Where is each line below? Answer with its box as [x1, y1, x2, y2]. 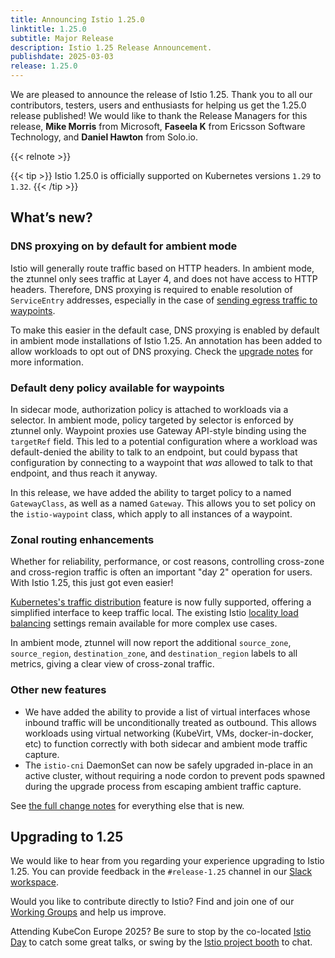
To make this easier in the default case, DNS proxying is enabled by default [10, 324, 320, 336]
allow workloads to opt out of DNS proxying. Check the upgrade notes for [10, 345, 314, 357]
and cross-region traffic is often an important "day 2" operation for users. [10, 566, 313, 578]
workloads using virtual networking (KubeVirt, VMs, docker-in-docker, [24, 727, 314, 739]
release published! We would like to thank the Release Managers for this [10, 110, 308, 121]
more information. [10, 356, 84, 368]
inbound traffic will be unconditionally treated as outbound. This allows [24, 716, 317, 728]
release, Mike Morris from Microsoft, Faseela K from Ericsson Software [10, 121, 306, 132]
